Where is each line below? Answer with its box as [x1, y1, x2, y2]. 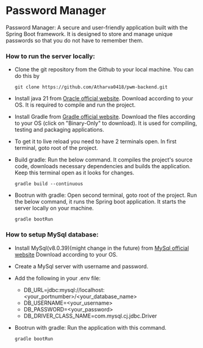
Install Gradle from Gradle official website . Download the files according [14, 113, 196, 121]
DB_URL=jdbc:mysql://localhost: [23, 286, 105, 293]
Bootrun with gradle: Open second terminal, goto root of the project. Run [14, 191, 198, 199]
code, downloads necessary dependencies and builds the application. [14, 163, 191, 170]
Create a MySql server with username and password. [14, 263, 149, 270]
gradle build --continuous [14, 181, 84, 187]
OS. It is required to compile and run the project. [14, 101, 136, 108]
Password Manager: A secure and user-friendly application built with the [5, 24, 188, 31]
